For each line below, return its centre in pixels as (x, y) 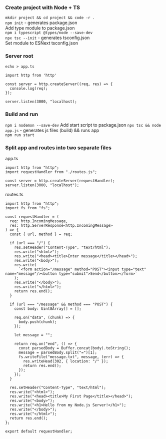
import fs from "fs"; (28, 208)
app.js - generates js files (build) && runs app (52, 130)
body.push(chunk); (37, 322)
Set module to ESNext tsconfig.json (42, 43)
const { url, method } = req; (41, 234)
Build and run (22, 114)
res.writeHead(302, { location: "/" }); (66, 361)
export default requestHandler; (39, 431)
